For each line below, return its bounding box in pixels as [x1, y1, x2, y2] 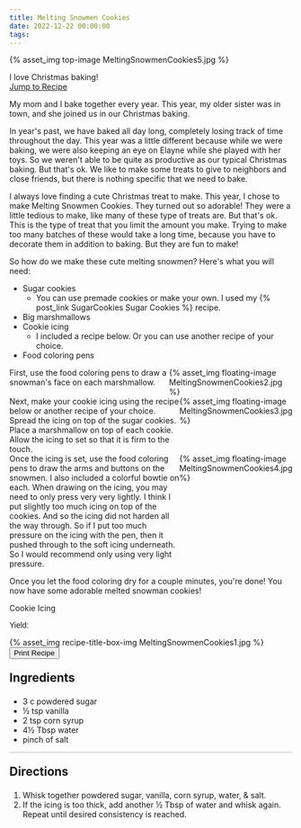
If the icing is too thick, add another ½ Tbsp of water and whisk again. [22, 799, 281, 810]
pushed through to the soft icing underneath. [9, 539, 175, 550]
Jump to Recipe [9, 82, 67, 93]
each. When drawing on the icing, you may [9, 482, 168, 493]
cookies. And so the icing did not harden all [9, 511, 170, 521]
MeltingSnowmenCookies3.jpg [179, 405, 294, 416]
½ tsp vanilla [22, 706, 69, 717]
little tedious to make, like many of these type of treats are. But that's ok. [9, 210, 279, 221]
